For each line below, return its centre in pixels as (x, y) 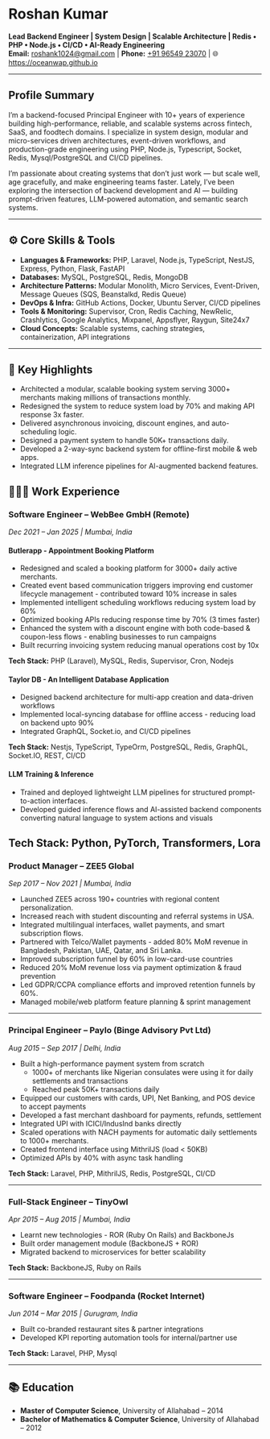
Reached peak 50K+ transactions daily (96, 1089)
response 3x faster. (52, 415)
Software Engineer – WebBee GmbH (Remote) (99, 514)
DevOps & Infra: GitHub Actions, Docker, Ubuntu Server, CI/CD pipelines (140, 302)
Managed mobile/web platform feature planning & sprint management (135, 1002)
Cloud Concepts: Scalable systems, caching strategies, (112, 328)
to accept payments (53, 1106)
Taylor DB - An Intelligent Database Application (89, 679)
